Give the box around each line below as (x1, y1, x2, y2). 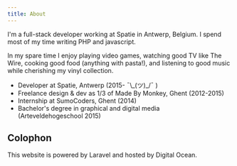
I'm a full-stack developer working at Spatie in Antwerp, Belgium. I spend (7, 30, 222, 38)
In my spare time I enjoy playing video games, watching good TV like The (7, 51, 222, 60)
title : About (7, 10, 46, 18)
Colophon (7, 132, 52, 144)
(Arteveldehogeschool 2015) (17, 111, 101, 120)
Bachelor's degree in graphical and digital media (17, 104, 160, 112)
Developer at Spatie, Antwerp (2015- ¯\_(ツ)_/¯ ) (17, 81, 158, 89)
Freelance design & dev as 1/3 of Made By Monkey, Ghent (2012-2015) (17, 89, 224, 97)
